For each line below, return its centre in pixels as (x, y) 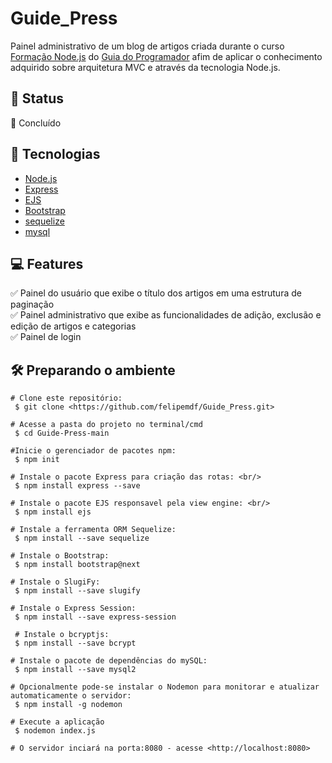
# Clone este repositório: (66, 398)
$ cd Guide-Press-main (62, 433)
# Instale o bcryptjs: (62, 635)
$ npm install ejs (53, 512)
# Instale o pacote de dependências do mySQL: (109, 661)
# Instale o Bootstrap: (60, 556)
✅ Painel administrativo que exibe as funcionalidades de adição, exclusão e (166, 315)
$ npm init (37, 460)
